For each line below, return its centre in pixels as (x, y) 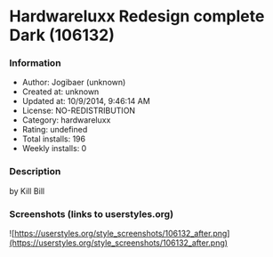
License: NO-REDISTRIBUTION (79, 111)
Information (35, 63)
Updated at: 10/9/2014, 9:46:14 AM (86, 101)
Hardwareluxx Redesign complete (137, 16)
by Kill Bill (27, 191)
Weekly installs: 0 (54, 149)
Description (35, 172)
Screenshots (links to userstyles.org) (92, 213)
